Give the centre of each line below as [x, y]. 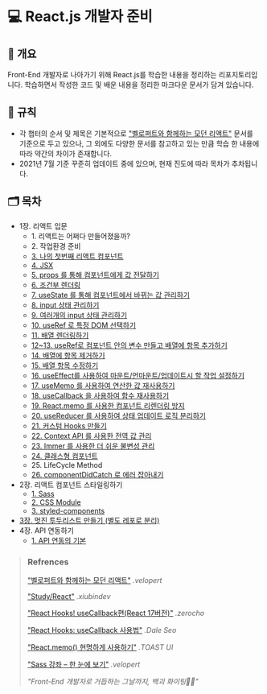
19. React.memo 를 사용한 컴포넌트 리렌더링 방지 [108, 405]
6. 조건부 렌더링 [56, 285]
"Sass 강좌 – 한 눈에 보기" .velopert [84, 664]
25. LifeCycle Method [67, 465]
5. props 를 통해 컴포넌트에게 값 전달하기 [95, 275]
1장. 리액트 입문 [43, 225]
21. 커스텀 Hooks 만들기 [69, 425]
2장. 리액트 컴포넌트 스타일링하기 [71, 485]
